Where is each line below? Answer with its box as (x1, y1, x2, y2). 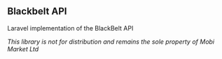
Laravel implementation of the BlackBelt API (7, 24, 134, 32)
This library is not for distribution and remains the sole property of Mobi (7, 37, 215, 46)
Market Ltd (7, 44, 39, 53)
